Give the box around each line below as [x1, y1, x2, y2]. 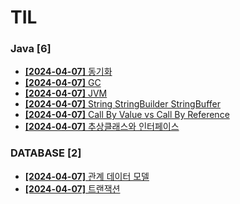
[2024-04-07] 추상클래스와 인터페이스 [24, 121, 180, 133]
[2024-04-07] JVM [24, 87, 108, 100]
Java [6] [10, 42, 52, 56]
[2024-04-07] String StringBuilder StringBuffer [24, 98, 221, 110]
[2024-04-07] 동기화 [24, 66, 113, 78]
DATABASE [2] [10, 146, 82, 160]
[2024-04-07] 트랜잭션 [24, 182, 121, 195]
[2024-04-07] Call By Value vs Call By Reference [24, 109, 230, 121]
